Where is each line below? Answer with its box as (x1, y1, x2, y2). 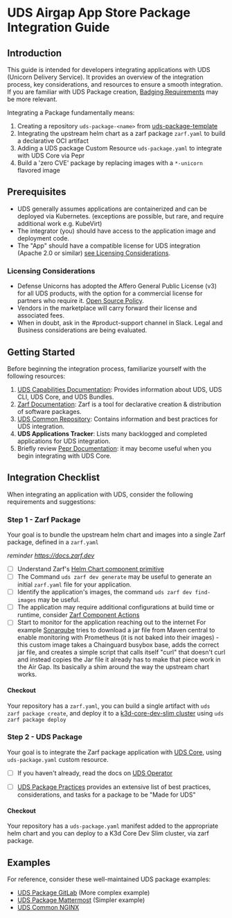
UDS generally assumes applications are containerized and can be (17, 205, 208, 213)
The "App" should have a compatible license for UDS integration (17, 241, 201, 250)
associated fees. (17, 311, 64, 320)
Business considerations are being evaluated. (17, 326, 148, 334)
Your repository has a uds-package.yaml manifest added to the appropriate (7, 822, 219, 830)
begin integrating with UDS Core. (17, 451, 112, 460)
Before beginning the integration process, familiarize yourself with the (7, 364, 206, 372)
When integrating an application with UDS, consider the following (7, 490, 193, 499)
